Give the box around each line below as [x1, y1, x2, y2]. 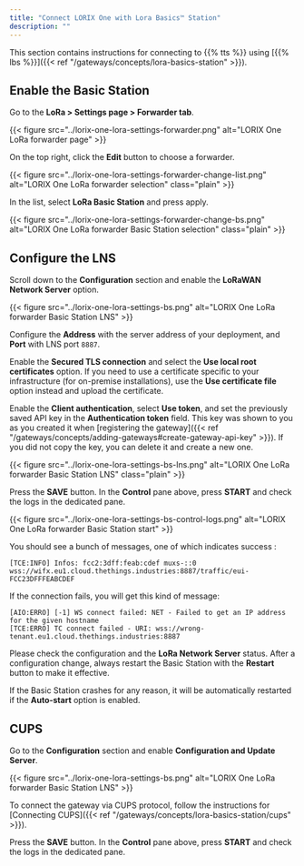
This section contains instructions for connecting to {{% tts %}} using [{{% [9, 46, 289, 57]
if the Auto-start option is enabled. [9, 695, 141, 706]
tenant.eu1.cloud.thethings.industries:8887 [9, 632, 181, 641]
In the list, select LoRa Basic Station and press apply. [9, 196, 209, 207]
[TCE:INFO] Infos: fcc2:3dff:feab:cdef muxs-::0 [9, 559, 197, 569]
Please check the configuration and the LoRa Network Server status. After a [9, 648, 296, 660]
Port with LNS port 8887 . [9, 338, 101, 350]
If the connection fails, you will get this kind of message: [9, 590, 221, 601]
